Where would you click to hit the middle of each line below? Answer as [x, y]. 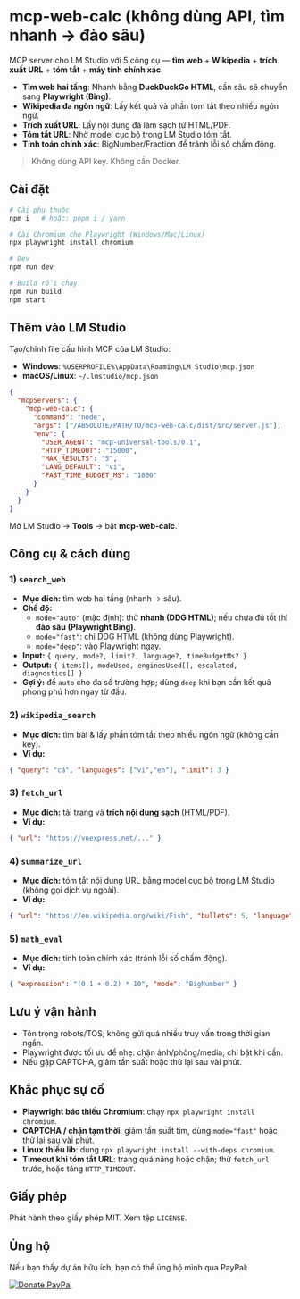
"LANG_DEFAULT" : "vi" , [83, 467]
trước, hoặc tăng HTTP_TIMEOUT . [79, 1169]
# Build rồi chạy [43, 283]
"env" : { [49, 434]
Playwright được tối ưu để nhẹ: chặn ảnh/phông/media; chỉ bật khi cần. [153, 1052]
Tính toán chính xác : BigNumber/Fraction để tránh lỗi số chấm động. [149, 144]
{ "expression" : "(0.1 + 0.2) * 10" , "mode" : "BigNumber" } [124, 985]
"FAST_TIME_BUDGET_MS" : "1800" [100, 475]
